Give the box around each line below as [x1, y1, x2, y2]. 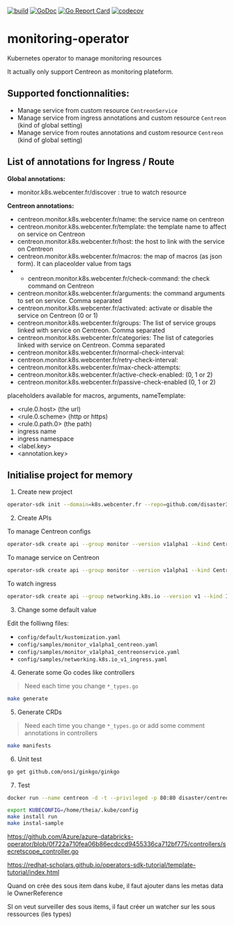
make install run [7, 814, 58, 821]
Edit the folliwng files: [7, 619, 69, 627]
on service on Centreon [17, 230, 86, 238]
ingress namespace [17, 434, 75, 442]
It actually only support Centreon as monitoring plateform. [7, 67, 174, 76]
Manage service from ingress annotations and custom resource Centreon [17, 114, 226, 122]
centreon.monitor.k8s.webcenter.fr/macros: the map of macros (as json [17, 251, 223, 261]
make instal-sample [7, 820, 64, 827]
